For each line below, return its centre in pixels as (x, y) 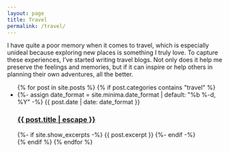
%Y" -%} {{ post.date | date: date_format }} (79, 102)
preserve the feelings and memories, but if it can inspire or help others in (110, 67)
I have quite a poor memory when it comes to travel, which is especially (108, 46)
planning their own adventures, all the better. (70, 74)
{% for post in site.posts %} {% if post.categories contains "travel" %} (116, 88)
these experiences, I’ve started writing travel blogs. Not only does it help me (115, 60)
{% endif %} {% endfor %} (55, 142)
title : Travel (27, 20)
